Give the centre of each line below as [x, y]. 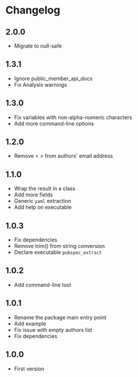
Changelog [33, 10]
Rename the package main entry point [60, 317]
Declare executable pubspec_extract [58, 252]
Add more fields [33, 195]
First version [29, 368]
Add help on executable [43, 207]
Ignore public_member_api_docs [53, 78]
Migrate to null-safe [38, 46]
